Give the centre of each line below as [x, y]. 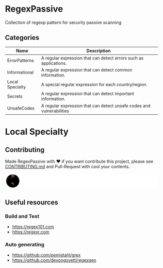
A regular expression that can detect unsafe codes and [96, 106]
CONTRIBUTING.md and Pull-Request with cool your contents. [67, 167]
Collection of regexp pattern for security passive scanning [63, 22]
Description [98, 51]
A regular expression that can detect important [88, 94]
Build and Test [22, 216]
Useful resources [32, 202]
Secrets [15, 96]
